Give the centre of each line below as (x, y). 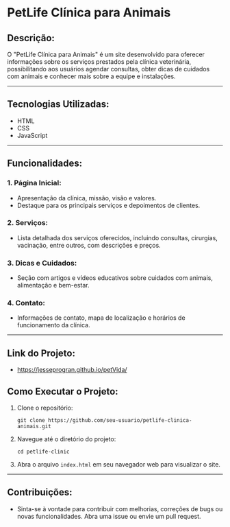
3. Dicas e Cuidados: (42, 263)
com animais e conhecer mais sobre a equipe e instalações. (91, 76)
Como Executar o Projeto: (63, 391)
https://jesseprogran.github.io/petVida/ (72, 370)
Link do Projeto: (41, 353)
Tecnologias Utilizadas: (58, 104)
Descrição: (31, 38)
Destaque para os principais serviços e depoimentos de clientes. (108, 205)
